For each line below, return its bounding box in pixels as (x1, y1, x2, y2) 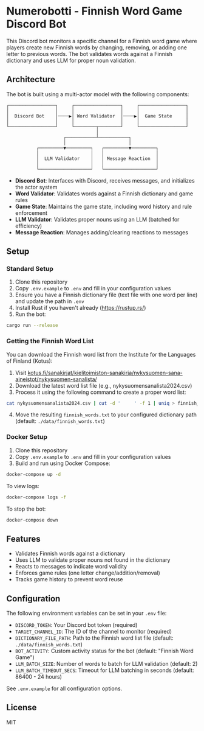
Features (6, 534, 41, 544)
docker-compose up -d (6, 471, 61, 477)
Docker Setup (6, 433, 47, 441)
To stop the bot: (6, 505, 46, 512)
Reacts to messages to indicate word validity (15, 563, 127, 570)
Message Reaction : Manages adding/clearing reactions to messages (15, 228, 188, 236)
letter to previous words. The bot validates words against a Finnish (6, 50, 173, 57)
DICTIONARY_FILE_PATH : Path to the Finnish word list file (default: (15, 634, 174, 642)
